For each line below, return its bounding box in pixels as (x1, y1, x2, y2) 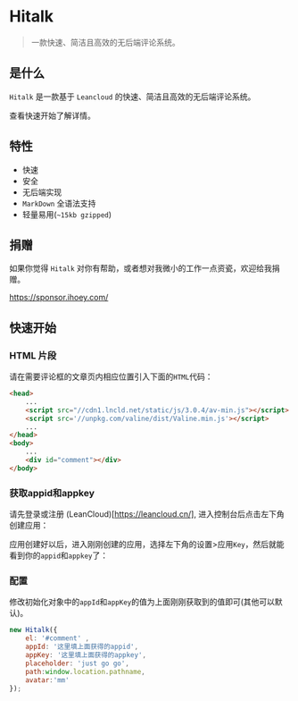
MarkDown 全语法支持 (21, 198, 96, 208)
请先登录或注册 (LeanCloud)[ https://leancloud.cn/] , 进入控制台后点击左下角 (9, 509, 285, 519)
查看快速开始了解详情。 (9, 110, 95, 121)
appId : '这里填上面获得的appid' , (25, 642, 139, 652)
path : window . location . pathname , (25, 667, 145, 676)
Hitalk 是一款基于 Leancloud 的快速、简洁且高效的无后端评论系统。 (9, 91, 256, 102)
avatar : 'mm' (25, 675, 70, 685)
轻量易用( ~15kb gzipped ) (21, 208, 112, 220)
